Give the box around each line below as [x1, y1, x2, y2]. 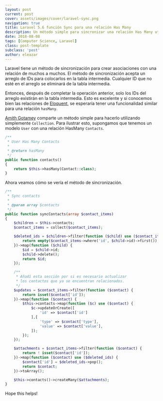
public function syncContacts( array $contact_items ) [5, 211, 114, 216]
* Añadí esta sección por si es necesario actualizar [16, 274, 127, 279]
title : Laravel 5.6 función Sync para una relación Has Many [5, 25, 131, 30]
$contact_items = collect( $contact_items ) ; [14, 225, 103, 230]
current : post [5, 12, 34, 16]
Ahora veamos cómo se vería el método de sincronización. [5, 180, 123, 186]
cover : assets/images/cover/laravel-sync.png [5, 16, 98, 21]
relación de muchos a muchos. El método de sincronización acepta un [5, 71, 146, 77]
